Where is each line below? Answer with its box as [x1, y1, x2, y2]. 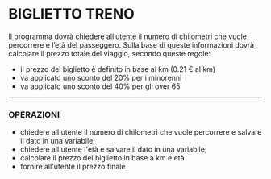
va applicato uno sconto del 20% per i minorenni [19, 73, 182, 82]
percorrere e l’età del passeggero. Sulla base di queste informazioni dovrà [8, 40, 255, 49]
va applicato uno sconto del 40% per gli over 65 [19, 81, 181, 91]
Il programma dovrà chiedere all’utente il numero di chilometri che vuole [8, 31, 248, 41]
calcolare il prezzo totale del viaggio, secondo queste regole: [8, 48, 211, 58]
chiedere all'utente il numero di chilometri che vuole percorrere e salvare [19, 127, 262, 137]
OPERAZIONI [8, 109, 60, 120]
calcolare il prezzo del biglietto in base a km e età [19, 153, 185, 163]
